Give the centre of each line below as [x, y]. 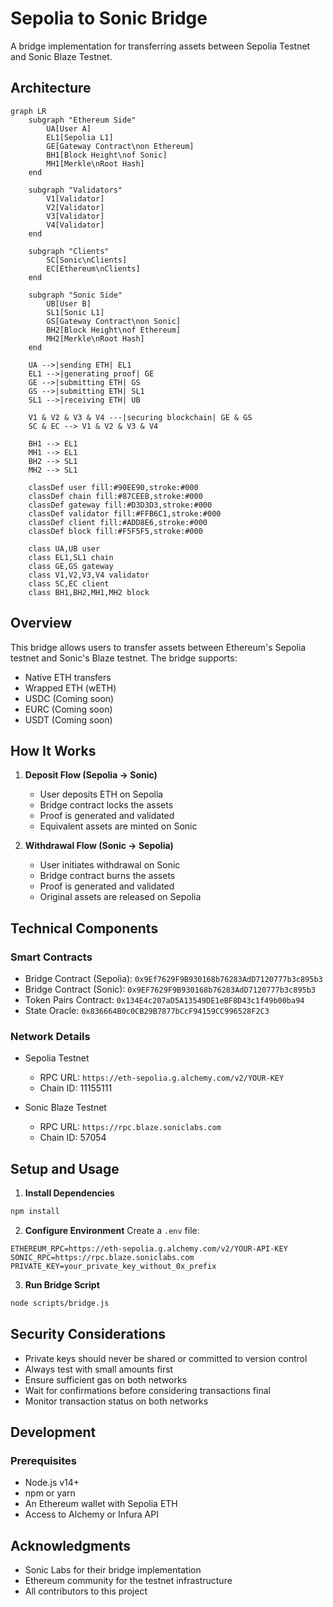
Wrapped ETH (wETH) [70, 688]
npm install [35, 1212]
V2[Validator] [75, 207]
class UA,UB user [64, 548]
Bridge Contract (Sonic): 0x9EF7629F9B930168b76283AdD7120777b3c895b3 [170, 989]
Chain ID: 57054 [73, 1138]
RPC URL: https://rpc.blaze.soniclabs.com [130, 1127]
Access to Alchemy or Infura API [91, 1514]
